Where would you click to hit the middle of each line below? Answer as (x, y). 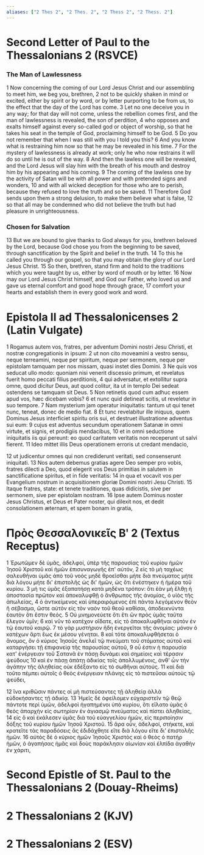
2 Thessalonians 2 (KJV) (70, 816)
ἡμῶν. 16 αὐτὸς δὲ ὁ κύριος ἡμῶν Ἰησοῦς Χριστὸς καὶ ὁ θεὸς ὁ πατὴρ (94, 737)
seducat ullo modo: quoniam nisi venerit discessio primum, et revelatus (95, 373)
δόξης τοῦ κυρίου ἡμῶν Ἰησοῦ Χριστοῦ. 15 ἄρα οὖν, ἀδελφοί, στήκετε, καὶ (100, 724)
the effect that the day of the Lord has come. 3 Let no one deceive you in (98, 107)
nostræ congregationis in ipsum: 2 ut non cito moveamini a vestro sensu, (97, 353)
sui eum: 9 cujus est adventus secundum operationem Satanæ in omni (95, 425)
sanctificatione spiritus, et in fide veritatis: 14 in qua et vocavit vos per (94, 476)
